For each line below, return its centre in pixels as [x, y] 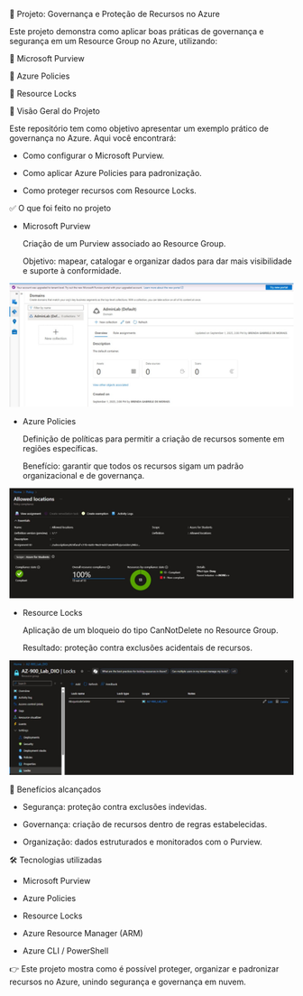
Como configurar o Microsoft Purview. [93, 155]
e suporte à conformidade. [72, 270]
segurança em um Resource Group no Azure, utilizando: [114, 41]
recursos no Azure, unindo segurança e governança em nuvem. [128, 982]
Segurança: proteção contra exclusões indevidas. [115, 807]
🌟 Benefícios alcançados [55, 789]
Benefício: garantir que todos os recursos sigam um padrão [133, 466]
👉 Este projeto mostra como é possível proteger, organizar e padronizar [144, 969]
